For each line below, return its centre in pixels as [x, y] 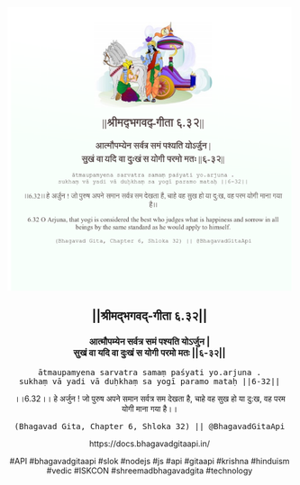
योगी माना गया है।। [150, 409]
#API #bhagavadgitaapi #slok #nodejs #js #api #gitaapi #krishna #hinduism [150, 461]
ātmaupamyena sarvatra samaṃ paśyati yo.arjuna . [150, 372]
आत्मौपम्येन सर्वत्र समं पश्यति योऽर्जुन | [150, 342]
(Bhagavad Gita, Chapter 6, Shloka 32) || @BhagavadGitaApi [150, 426]
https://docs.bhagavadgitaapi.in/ [150, 444]
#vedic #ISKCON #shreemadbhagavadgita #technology [150, 471]
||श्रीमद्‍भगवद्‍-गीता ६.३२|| [150, 316]
